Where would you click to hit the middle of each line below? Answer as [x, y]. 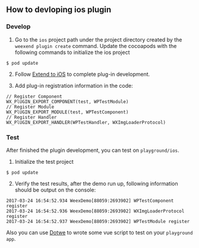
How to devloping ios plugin [59, 10]
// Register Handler [32, 117]
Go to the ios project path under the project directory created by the [98, 39]
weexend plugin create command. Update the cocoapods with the [96, 46]
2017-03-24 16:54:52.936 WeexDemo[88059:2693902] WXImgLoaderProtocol [95, 211]
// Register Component [34, 96]
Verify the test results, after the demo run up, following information [96, 183]
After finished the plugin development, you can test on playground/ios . [93, 150]
